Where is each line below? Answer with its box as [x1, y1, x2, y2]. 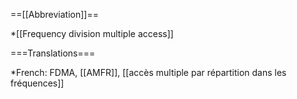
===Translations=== [10, 47, 96, 59]
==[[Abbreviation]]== [10, 9, 99, 20]
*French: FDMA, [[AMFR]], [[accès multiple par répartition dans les [10, 67, 287, 78]
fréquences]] [10, 77, 65, 89]
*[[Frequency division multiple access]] [10, 28, 174, 39]
